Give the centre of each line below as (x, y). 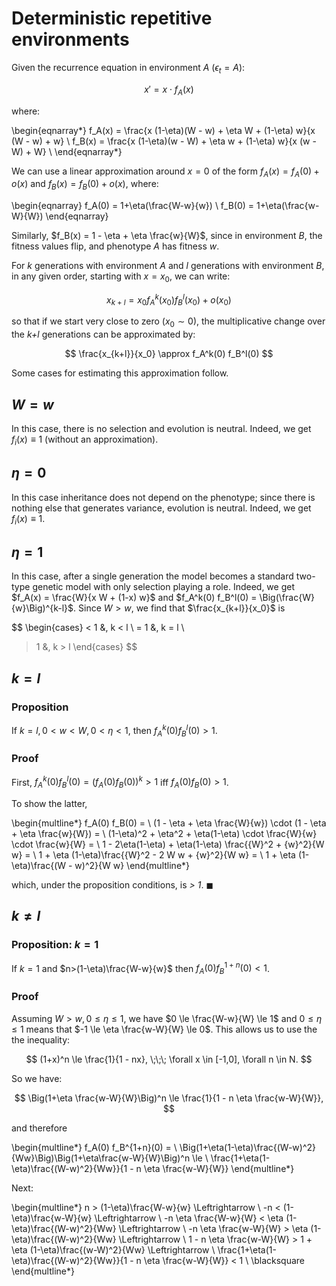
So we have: (37, 1078)
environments (70, 39)
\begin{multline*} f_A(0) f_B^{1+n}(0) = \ (94, 1147)
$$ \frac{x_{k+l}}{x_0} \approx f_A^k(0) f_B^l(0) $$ (169, 354)
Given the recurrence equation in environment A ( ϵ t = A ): (128, 68)
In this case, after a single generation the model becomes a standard (152, 576)
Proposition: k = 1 (55, 945)
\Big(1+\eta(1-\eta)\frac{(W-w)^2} (248, 1147)
